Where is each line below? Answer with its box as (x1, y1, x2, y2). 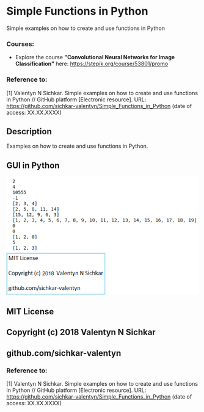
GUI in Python (6, 160, 60, 170)
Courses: (6, 40, 35, 48)
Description (6, 126, 52, 137)
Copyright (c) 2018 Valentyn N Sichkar (6, 327, 156, 338)
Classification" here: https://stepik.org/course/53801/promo (15, 60, 169, 68)
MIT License (6, 306, 54, 317)
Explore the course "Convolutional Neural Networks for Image (15, 54, 175, 61)
